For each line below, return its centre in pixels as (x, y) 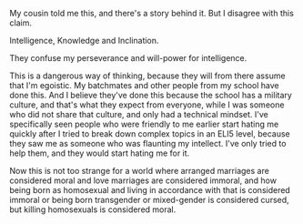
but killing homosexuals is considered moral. (93, 209)
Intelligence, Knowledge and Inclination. (84, 41)
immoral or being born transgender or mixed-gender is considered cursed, (149, 200)
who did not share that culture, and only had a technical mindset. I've (139, 114)
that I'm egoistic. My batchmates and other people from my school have (144, 85)
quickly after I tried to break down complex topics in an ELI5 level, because (150, 134)
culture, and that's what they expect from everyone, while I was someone (147, 105)
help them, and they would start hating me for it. (100, 153)
